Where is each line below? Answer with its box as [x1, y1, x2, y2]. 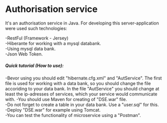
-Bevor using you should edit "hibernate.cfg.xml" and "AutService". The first [5, 75, 162, 81]
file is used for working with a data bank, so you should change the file [5, 80, 151, 86]
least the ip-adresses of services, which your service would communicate [5, 91, 157, 97]
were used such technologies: [5, 25, 67, 31]
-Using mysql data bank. [5, 45, 56, 51]
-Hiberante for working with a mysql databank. [5, 40, 101, 46]
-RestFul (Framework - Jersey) [5, 35, 68, 41]
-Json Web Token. [5, 51, 43, 57]
